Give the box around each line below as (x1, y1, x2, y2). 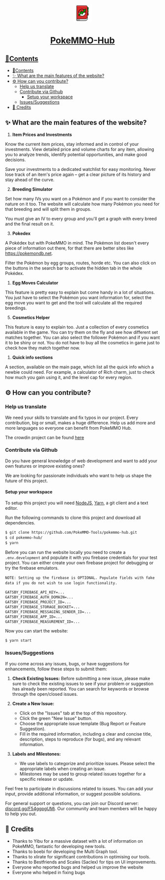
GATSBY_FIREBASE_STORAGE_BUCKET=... (5, 605, 80, 609)
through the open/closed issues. (12, 691, 78, 697)
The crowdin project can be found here (5, 434, 84, 440)
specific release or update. (19, 776, 74, 782)
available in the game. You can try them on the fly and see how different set (5, 329, 158, 335)
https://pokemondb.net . (5, 250, 53, 256)
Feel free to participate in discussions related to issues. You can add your (5, 785, 154, 792)
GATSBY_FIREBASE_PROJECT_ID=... (5, 600, 71, 605)
